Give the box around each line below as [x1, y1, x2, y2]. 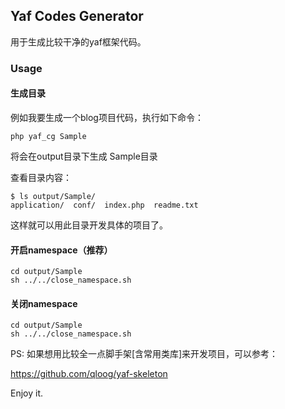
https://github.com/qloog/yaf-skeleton [10, 368, 168, 380]
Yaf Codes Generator [10, 8, 144, 25]
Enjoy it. [10, 387, 44, 399]
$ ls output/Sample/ [10, 191, 97, 201]
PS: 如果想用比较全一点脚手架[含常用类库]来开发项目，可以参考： [10, 348, 279, 360]
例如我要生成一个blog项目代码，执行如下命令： [10, 111, 204, 123]
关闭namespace [10, 297, 78, 309]
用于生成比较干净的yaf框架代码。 [10, 35, 147, 48]
